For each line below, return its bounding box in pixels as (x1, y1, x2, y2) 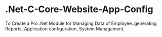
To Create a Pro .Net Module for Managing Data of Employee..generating (5, 20, 157, 26)
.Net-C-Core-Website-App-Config (5, 4, 153, 15)
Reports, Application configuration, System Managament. (5, 25, 125, 31)
